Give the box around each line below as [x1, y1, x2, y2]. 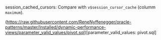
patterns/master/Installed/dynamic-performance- [5, 24, 107, 30]
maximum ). [5, 9, 24, 15]
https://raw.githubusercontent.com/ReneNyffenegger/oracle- [6, 19, 132, 25]
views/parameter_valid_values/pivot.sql [5, 30, 85, 35]
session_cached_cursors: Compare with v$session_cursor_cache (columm [5, 4, 156, 10]
